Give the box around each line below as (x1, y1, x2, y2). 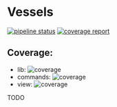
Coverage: (7, 47, 54, 59)
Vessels (7, 4, 54, 20)
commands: (17, 72, 51, 81)
